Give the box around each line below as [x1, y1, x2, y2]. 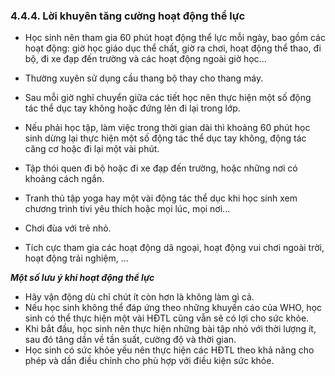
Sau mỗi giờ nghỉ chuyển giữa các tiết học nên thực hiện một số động [24, 92, 312, 104]
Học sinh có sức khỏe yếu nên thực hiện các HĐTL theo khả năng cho [24, 344, 315, 356]
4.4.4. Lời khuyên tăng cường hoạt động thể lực [10, 9, 246, 23]
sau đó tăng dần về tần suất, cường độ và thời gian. [24, 334, 237, 346]
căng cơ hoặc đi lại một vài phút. [24, 143, 160, 155]
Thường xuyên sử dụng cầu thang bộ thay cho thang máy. [24, 72, 264, 84]
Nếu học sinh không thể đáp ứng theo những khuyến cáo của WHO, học [24, 302, 323, 314]
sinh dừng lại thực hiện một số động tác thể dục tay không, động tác [24, 132, 307, 144]
